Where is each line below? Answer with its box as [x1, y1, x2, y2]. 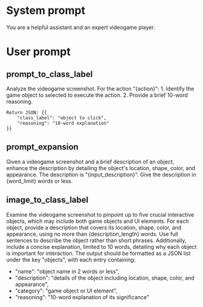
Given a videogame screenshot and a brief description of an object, [6, 158, 175, 165]
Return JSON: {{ [6, 110, 47, 116]
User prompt [6, 45, 71, 59]
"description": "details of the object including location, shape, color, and [14, 274, 195, 282]
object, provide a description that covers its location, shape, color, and [6, 223, 182, 231]
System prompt [6, 4, 86, 18]
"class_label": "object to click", [17, 114, 107, 121]
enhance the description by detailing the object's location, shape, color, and [6, 164, 195, 171]
